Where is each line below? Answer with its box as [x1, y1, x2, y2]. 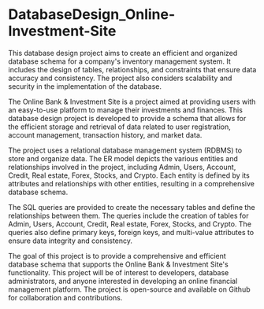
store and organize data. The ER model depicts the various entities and [8, 153, 239, 163]
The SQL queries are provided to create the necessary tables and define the [8, 202, 255, 212]
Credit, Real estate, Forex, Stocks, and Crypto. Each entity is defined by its [8, 171, 250, 180]
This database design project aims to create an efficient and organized [8, 48, 238, 57]
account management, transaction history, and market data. [8, 130, 203, 139]
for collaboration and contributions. [8, 292, 123, 302]
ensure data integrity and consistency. [8, 236, 132, 245]
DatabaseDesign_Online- [8, 6, 176, 24]
